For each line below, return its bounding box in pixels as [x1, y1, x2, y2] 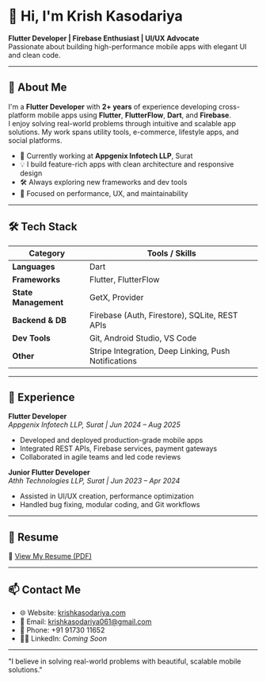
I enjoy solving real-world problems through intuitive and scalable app [8, 118, 236, 128]
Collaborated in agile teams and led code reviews [19, 452, 181, 462]
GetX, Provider [89, 291, 144, 302]
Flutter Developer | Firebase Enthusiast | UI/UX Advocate [8, 33, 199, 43]
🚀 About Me [8, 81, 67, 94]
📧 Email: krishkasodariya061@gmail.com [19, 617, 152, 626]
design [19, 168, 43, 178]
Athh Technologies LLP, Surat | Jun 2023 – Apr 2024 [8, 476, 180, 486]
